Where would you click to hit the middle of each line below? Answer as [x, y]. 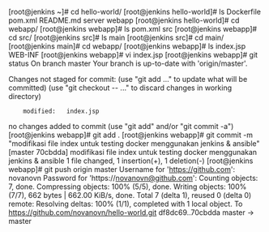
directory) [25, 96]
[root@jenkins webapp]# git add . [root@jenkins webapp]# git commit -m [131, 135]
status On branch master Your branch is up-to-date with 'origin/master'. [128, 63]
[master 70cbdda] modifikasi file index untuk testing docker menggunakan [133, 152]
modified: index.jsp [61, 111]
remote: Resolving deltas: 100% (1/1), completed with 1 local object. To [126, 204]
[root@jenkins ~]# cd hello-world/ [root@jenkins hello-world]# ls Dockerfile [135, 12]
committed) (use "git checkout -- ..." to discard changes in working [120, 88]
